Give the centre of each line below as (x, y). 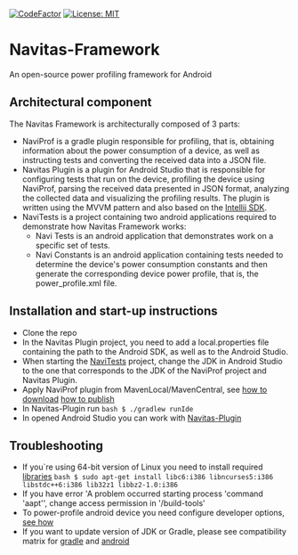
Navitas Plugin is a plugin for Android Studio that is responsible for (144, 169)
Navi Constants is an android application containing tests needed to (159, 255)
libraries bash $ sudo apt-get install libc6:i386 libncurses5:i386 (148, 477)
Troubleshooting (56, 445)
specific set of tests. (73, 245)
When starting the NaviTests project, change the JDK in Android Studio (152, 361)
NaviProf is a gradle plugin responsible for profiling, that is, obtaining (148, 141)
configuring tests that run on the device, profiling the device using (143, 179)
